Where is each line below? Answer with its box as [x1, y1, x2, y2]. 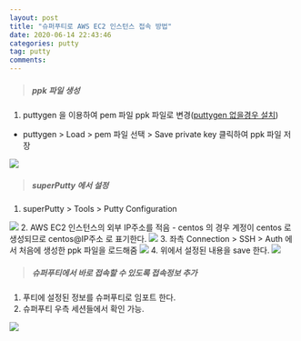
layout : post [9, 13, 59, 23]
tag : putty [9, 47, 51, 56]
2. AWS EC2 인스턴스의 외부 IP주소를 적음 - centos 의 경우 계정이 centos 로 [20, 222, 292, 233]
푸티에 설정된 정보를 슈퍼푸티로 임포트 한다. [22, 292, 176, 303]
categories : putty [9, 38, 79, 48]
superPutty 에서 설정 [31, 179, 109, 191]
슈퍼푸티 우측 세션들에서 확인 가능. [22, 303, 145, 314]
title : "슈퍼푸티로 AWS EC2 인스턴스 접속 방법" [9, 22, 173, 31]
